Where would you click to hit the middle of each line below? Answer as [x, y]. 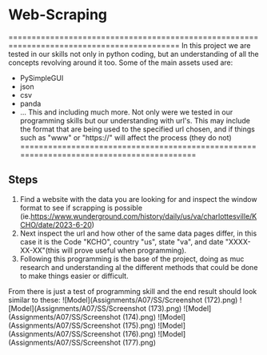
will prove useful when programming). [124, 250]
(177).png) [139, 342]
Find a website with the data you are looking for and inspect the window [138, 199]
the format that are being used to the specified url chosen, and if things [137, 129]
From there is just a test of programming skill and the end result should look [133, 291]
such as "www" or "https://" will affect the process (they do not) [126, 137]
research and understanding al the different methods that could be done [139, 267]
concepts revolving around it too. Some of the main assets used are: [121, 63]
